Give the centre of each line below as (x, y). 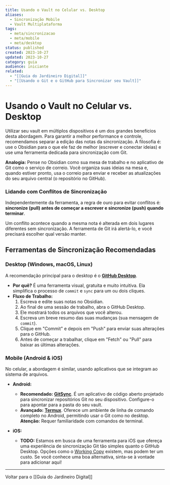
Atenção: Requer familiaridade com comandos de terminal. (82, 421)
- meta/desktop (26, 43)
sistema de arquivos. (27, 374)
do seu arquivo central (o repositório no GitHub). (56, 178)
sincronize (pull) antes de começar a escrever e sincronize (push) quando (84, 208)
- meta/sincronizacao (33, 34)
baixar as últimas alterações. (50, 345)
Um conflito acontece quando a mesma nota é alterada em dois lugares (80, 223)
